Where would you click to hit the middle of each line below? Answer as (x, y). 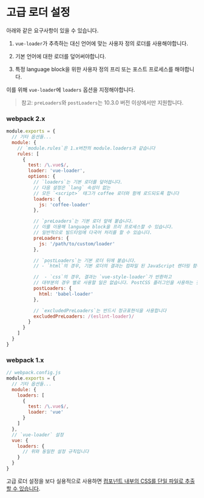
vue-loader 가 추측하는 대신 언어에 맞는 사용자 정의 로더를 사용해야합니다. (101, 43)
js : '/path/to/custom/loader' (77, 244)
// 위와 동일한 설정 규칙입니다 (56, 452)
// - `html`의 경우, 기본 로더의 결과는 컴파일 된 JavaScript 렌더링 (111, 266)
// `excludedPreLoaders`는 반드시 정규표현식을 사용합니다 (100, 310)
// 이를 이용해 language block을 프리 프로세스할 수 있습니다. (104, 227)
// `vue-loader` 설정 (38, 435)
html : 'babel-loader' (66, 294)
